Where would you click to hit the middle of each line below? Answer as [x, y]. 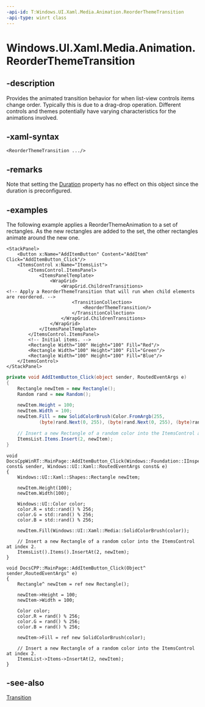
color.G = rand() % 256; [49, 621]
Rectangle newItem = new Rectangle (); [67, 389]
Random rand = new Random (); [54, 394]
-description [31, 83]
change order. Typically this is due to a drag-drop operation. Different [94, 104]
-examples [27, 210]
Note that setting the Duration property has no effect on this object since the [103, 185]
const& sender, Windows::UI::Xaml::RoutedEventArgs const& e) [87, 466]
